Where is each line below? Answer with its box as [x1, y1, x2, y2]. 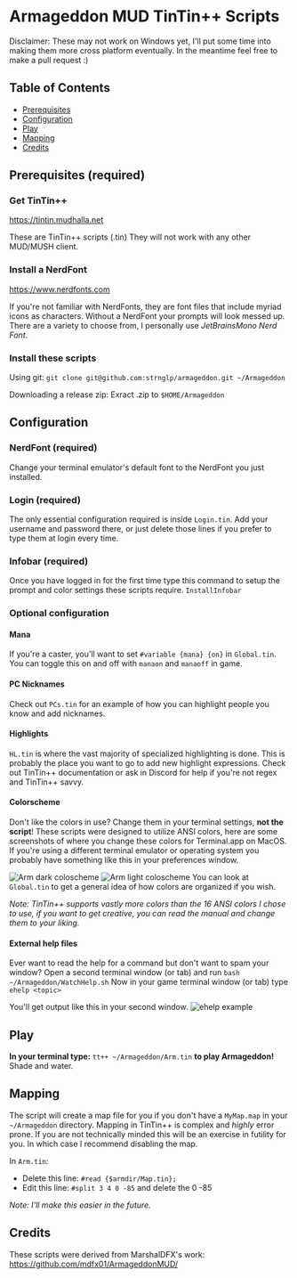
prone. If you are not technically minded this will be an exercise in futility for [9, 1128, 287, 1139]
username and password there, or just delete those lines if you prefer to [9, 524, 272, 534]
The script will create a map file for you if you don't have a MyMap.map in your [9, 1110, 288, 1120]
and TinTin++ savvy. [9, 777, 84, 787]
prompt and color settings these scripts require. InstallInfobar [9, 585, 242, 596]
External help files [9, 938, 78, 948]
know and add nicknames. [9, 708, 106, 719]
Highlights [9, 729, 49, 739]
